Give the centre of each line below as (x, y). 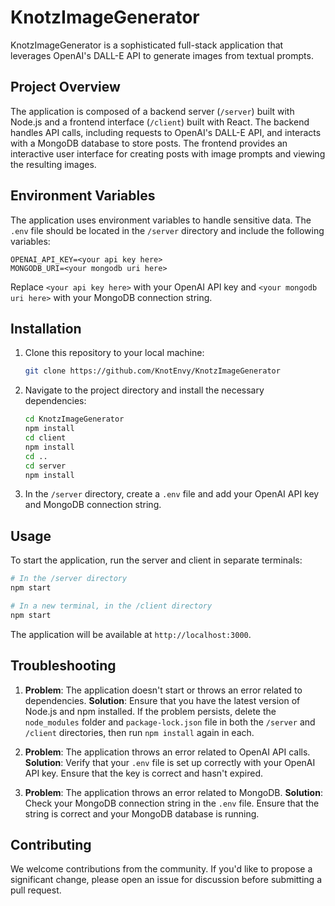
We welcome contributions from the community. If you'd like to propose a (161, 869)
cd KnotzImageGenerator (74, 419)
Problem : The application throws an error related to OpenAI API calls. (167, 752)
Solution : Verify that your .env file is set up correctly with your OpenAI (170, 762)
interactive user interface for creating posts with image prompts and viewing (168, 153)
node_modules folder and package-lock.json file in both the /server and (170, 722)
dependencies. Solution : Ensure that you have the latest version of (162, 700)
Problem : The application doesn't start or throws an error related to (163, 690)
